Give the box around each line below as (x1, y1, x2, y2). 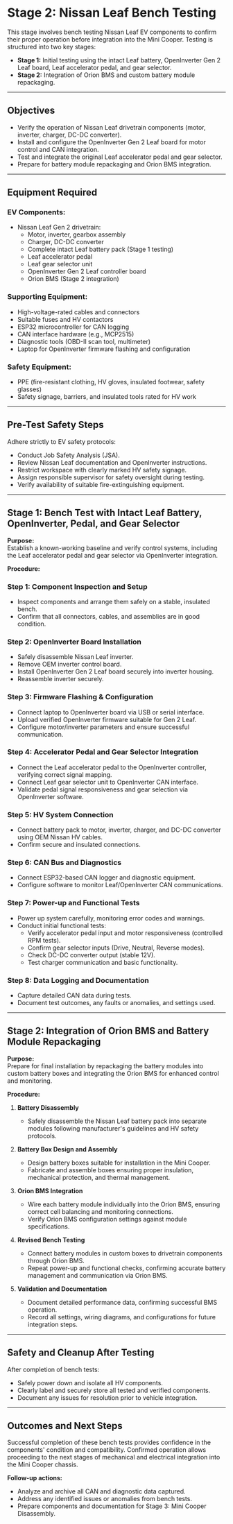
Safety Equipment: (7, 362, 71, 372)
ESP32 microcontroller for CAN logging (17, 323, 130, 331)
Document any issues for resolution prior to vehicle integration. (17, 1393, 198, 1402)
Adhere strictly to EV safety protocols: (7, 437, 116, 445)
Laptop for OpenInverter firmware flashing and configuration (17, 345, 191, 353)
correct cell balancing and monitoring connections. (27, 1207, 173, 1215)
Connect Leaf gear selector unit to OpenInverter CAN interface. (17, 778, 199, 786)
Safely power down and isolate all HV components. (17, 1378, 163, 1387)
